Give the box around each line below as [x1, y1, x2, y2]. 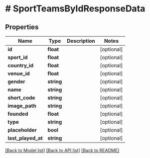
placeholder [7, 127, 37, 133]
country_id [7, 62, 34, 69]
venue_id [7, 70, 30, 77]
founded [7, 110, 28, 117]
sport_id [7, 54, 28, 61]
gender [7, 78, 25, 85]
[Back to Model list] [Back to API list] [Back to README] [5, 148, 120, 153]
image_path [7, 102, 36, 109]
